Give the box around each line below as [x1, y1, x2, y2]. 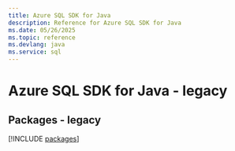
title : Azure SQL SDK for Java [8, 11, 111, 20]
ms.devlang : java [8, 41, 65, 49]
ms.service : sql [8, 48, 62, 56]
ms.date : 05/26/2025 [8, 26, 76, 34]
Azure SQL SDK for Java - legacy [8, 82, 228, 100]
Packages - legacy [8, 113, 101, 127]
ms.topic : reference [8, 33, 76, 42]
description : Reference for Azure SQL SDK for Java [8, 19, 181, 27]
